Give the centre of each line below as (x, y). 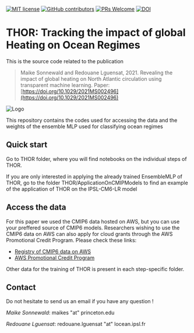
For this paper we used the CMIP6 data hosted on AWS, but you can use (93, 221)
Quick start (27, 145)
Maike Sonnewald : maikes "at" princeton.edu (60, 313)
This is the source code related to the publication (65, 61)
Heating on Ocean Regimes (73, 45)
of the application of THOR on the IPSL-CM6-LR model (72, 189)
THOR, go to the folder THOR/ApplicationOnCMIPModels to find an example (97, 183)
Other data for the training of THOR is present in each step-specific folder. (95, 269)
